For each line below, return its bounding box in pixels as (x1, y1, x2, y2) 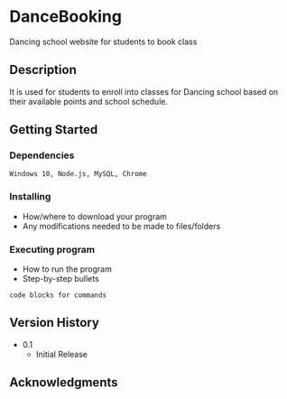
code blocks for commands (9, 291, 106, 300)
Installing (9, 190, 51, 203)
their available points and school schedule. (9, 96, 169, 107)
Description (9, 62, 77, 78)
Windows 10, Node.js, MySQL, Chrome (9, 170, 147, 179)
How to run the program (22, 264, 113, 274)
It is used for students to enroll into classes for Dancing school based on (9, 86, 279, 97)
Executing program (9, 243, 96, 255)
